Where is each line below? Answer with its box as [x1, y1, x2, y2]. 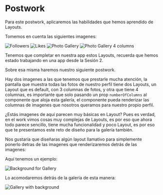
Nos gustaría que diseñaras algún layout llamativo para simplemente [5, 136, 142, 142]
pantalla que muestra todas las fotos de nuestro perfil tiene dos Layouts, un [5, 81, 157, 87]
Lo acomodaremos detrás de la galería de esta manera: [5, 175, 116, 180]
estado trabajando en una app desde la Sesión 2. [5, 57, 104, 63]
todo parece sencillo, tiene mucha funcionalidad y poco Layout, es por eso [5, 122, 155, 128]
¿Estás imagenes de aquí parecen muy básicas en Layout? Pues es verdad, [5, 111, 156, 117]
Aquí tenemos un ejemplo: [5, 156, 57, 162]
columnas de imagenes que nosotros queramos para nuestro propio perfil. [5, 102, 154, 108]
